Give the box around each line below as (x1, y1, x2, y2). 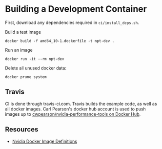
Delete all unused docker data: (5, 65, 67, 71)
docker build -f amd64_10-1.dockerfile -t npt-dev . (5, 38, 115, 43)
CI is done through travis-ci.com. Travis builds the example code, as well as (5, 101, 157, 106)
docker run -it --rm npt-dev (5, 56, 64, 62)
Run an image (5, 47, 33, 53)
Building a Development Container (5, 3, 147, 15)
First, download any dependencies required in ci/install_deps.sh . (5, 20, 139, 25)
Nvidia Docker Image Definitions (12, 138, 77, 144)
